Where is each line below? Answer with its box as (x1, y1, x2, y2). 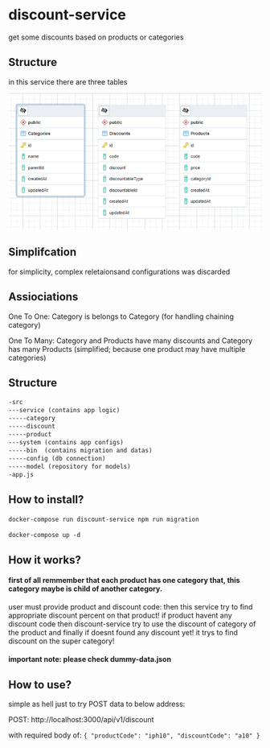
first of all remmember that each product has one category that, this (8, 576, 240, 585)
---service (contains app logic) (8, 407, 121, 415)
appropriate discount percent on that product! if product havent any (8, 610, 233, 620)
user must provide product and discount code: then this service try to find (8, 601, 253, 611)
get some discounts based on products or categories (8, 32, 184, 42)
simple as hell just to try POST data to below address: (8, 699, 186, 709)
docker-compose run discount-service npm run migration (8, 515, 199, 524)
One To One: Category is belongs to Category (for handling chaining (8, 312, 235, 321)
